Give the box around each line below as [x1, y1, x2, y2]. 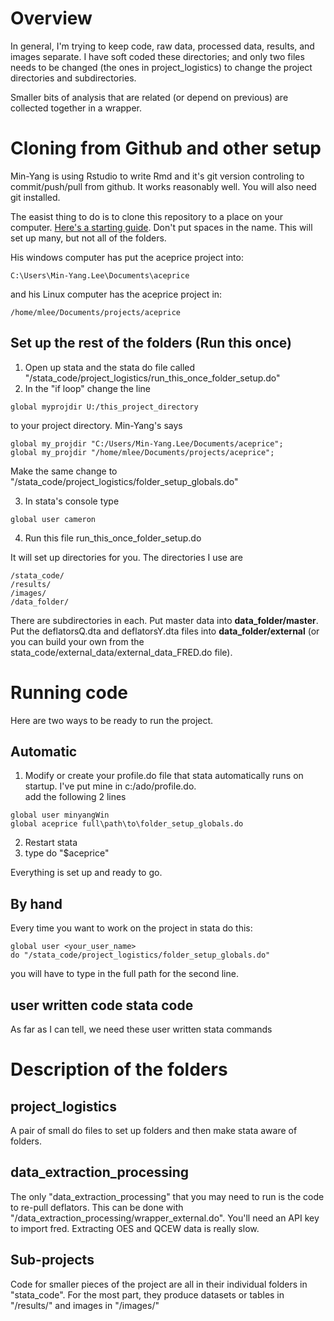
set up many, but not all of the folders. [10, 232, 167, 244]
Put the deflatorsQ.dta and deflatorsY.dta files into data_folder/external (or [10, 625, 320, 637]
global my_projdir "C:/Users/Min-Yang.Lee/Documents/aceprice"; [10, 438, 284, 449]
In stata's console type [24, 495, 120, 507]
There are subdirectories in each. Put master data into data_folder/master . [10, 614, 319, 626]
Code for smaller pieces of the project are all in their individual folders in [10, 1278, 308, 1290]
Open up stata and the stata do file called [24, 361, 196, 373]
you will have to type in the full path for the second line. [10, 968, 239, 980]
